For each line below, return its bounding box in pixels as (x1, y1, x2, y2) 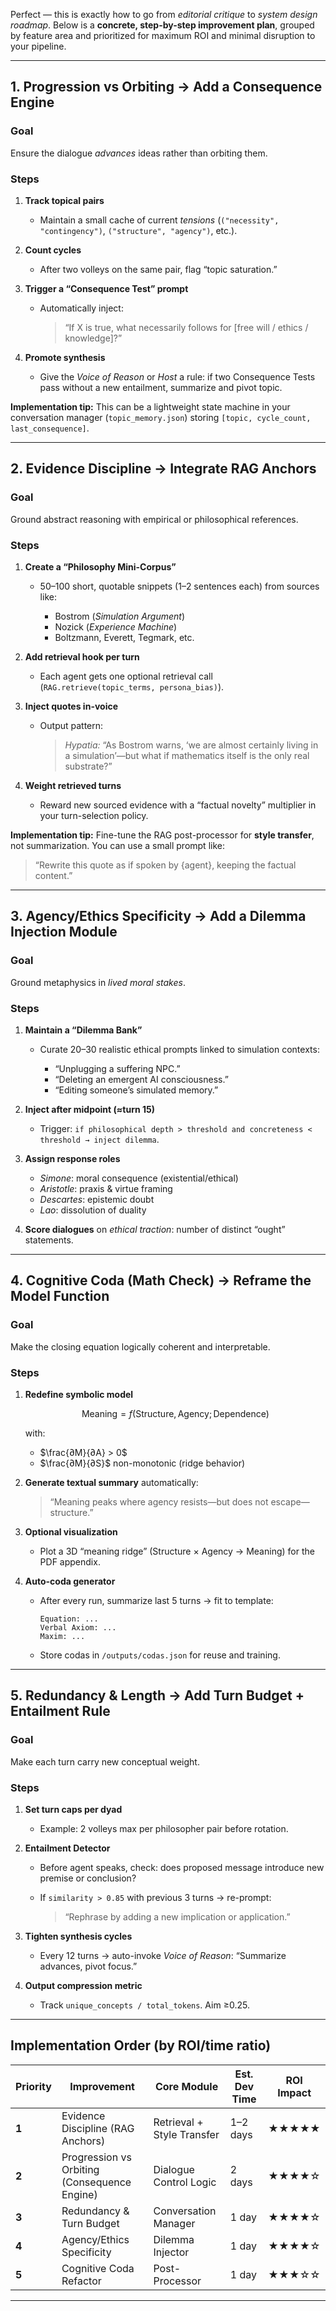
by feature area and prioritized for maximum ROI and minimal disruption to (10, 30, 316, 41)
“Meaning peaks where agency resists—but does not (49, 1495, 269, 1508)
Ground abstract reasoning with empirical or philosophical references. (10, 513, 299, 525)
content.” (34, 869, 73, 881)
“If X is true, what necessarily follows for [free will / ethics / (64, 321, 309, 333)
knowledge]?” (64, 332, 123, 344)
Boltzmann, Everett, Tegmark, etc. (54, 631, 195, 643)
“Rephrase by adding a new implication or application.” (64, 1910, 291, 1923)
